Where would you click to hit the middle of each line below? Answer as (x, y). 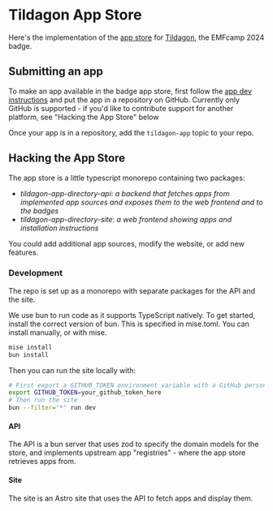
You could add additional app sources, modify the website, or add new (127, 243)
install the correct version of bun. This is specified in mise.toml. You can (129, 324)
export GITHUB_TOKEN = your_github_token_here (85, 393)
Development (36, 273)
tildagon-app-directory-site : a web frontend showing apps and (126, 219)
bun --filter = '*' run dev (52, 408)
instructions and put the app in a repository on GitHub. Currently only (124, 100)
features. (24, 252)
